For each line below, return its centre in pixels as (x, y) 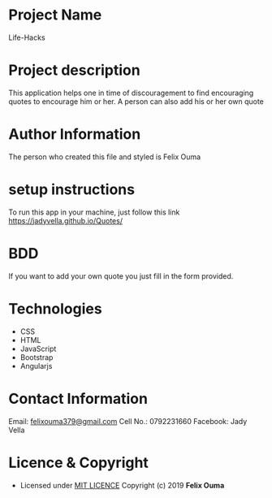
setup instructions (72, 189)
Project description (74, 70)
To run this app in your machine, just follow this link (94, 212)
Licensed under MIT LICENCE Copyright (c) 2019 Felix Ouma (122, 485)
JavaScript (38, 349)
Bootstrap (37, 357)
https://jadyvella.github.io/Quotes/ (66, 220)
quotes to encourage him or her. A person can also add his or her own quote (136, 101)
